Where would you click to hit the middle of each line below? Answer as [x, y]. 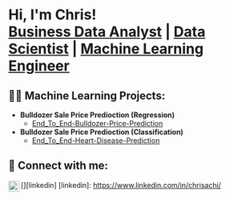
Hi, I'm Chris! [52, 15]
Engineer [39, 66]
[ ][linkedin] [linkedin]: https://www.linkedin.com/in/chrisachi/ [121, 185]
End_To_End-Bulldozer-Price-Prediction [97, 123]
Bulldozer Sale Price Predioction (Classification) [102, 132]
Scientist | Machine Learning [106, 49]
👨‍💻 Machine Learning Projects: [87, 95]
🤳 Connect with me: [58, 166]
